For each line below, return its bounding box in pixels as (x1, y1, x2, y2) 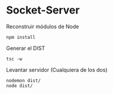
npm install (6, 34, 35, 40)
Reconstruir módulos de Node (6, 23, 79, 30)
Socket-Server (6, 4, 80, 17)
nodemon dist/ (6, 78, 41, 83)
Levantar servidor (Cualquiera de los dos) (6, 66, 108, 73)
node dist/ (6, 83, 33, 89)
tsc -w (6, 56, 22, 62)
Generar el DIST (6, 45, 46, 52)
